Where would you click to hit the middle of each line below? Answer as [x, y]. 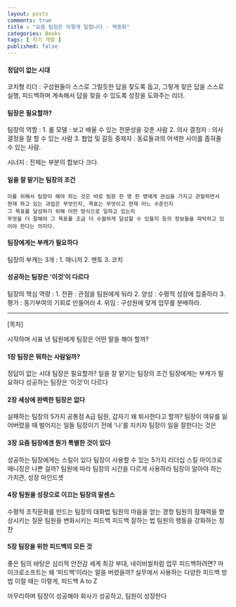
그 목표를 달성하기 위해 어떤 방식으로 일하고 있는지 [71, 211]
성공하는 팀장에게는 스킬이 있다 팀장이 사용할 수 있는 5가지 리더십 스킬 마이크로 [115, 459]
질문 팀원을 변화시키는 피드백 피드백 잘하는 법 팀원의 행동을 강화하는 [124, 520]
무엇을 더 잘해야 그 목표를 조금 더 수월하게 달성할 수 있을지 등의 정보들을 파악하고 [112, 218]
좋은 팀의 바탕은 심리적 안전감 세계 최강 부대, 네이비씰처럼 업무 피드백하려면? [112, 563]
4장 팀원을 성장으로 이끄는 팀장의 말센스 [61, 495]
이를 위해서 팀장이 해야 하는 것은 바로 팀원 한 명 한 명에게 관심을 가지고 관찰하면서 [113, 196]
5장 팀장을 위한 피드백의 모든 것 [50, 547]
